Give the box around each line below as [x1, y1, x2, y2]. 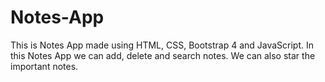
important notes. [10, 60, 79, 72]
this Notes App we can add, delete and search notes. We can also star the [10, 49, 316, 61]
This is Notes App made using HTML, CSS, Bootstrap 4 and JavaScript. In [10, 39, 315, 51]
